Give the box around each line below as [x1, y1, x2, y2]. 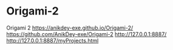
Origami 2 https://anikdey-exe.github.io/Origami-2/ [6, 24, 134, 31]
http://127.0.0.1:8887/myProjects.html [6, 37, 99, 44]
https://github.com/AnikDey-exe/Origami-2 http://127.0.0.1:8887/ [6, 30, 167, 37]
